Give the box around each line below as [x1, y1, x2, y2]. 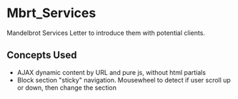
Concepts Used [6, 49, 77, 61]
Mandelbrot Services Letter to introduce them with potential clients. [6, 28, 205, 37]
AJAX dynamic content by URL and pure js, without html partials [16, 68, 207, 76]
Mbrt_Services [6, 5, 96, 21]
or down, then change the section [16, 83, 117, 92]
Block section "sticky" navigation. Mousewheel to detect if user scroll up [16, 75, 232, 84]
